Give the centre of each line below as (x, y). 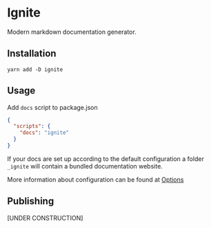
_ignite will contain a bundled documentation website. (85, 166)
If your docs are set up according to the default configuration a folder (106, 159)
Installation (32, 54)
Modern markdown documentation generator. (72, 32)
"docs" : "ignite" (44, 133)
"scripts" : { (32, 126)
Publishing (31, 201)
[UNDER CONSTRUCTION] (45, 218)
